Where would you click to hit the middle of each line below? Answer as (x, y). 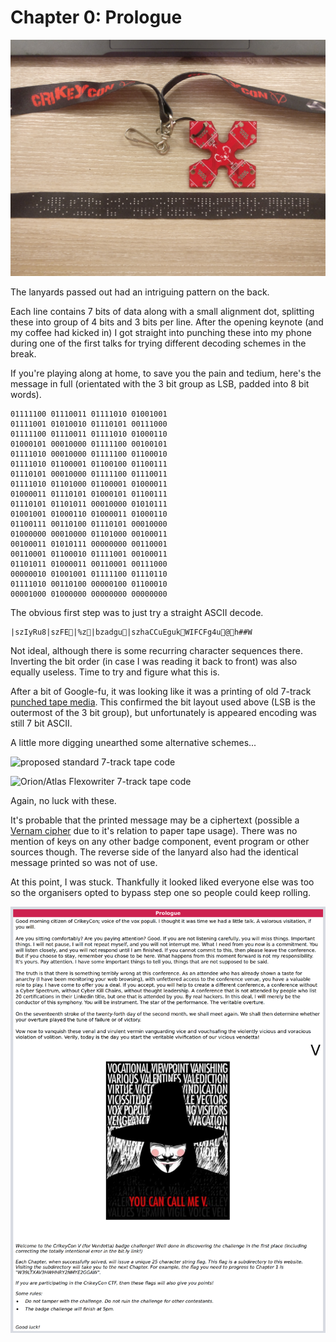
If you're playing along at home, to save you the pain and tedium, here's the (166, 373)
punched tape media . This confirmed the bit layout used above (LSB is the (163, 702)
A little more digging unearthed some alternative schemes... (133, 742)
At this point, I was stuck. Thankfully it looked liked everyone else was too (162, 882)
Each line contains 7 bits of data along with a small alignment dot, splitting (162, 311)
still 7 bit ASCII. (41, 723)
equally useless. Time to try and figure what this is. (115, 672)
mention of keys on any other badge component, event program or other (160, 841)
